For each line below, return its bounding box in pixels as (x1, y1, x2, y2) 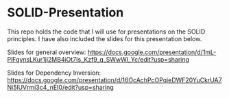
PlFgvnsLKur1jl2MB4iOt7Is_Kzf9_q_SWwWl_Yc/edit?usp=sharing (7, 55, 190, 63)
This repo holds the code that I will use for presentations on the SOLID (7, 27, 206, 36)
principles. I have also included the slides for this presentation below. (7, 34, 202, 42)
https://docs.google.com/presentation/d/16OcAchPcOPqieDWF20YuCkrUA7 (7, 75, 222, 84)
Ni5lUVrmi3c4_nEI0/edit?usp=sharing (7, 83, 114, 91)
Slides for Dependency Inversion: (7, 69, 101, 77)
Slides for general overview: (7, 48, 86, 56)
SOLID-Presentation (7, 5, 124, 21)
